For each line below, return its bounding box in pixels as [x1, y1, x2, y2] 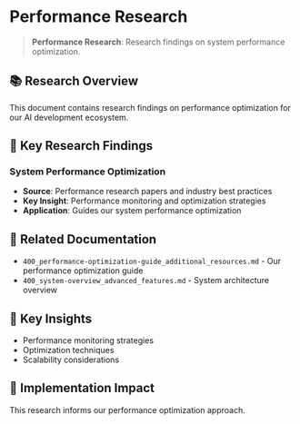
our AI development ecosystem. [9, 112, 129, 123]
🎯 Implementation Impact [9, 380, 155, 396]
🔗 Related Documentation [9, 232, 157, 247]
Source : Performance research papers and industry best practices [22, 186, 273, 197]
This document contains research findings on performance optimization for [9, 102, 291, 113]
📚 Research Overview [9, 74, 139, 89]
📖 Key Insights [9, 311, 93, 326]
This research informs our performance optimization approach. [9, 404, 245, 415]
